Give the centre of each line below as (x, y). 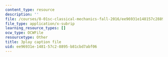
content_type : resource (30, 10)
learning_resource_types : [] (35, 28)
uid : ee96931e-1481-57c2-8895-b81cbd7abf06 (51, 47)
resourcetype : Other (27, 38)
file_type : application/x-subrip (40, 24)
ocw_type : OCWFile (24, 33)
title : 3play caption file (33, 42)
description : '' (22, 14)
